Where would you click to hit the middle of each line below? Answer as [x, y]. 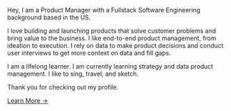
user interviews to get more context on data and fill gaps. [89, 53]
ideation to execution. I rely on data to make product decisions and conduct [115, 45]
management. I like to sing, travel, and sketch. [73, 74]
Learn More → [28, 101]
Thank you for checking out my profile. [63, 87]
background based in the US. [49, 17]
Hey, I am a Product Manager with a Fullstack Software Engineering [104, 10]
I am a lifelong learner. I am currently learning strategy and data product [110, 66]
